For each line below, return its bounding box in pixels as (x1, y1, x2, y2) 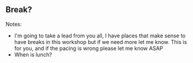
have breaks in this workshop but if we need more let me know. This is (14, 38, 187, 45)
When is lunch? (14, 51, 52, 58)
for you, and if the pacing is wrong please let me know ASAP (14, 45, 163, 52)
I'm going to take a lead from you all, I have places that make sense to (14, 32, 186, 39)
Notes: (5, 20, 22, 27)
